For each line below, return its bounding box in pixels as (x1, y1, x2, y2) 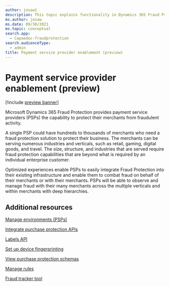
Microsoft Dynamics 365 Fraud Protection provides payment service (5, 109, 148, 115)
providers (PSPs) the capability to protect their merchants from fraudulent (5, 115, 159, 121)
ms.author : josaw (5, 17, 42, 22)
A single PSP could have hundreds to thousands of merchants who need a (5, 130, 160, 136)
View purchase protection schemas (5, 256, 79, 262)
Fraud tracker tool (5, 275, 42, 282)
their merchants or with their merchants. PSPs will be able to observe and (5, 177, 158, 183)
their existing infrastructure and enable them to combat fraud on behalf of (5, 172, 159, 178)
